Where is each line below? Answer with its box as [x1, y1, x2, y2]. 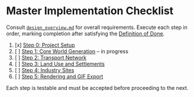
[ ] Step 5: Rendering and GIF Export [14, 73, 104, 80]
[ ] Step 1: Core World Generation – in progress [14, 47, 129, 54]
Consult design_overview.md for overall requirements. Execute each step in [6, 24, 187, 31]
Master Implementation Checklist [6, 4, 174, 18]
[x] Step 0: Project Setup [14, 41, 75, 48]
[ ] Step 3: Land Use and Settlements [14, 60, 105, 67]
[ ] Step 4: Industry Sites [14, 66, 75, 73]
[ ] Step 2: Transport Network [14, 54, 87, 61]
